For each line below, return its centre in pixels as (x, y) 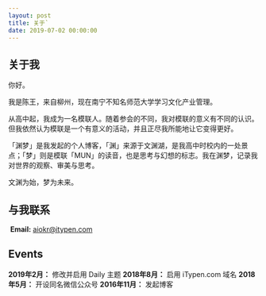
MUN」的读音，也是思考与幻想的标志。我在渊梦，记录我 (166, 156)
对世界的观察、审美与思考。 (54, 165)
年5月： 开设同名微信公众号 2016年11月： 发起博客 (91, 284)
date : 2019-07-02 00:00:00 (53, 30)
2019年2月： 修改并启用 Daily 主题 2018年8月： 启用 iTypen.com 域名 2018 (132, 274)
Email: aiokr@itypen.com (51, 229)
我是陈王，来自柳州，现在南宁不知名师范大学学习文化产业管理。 (112, 102)
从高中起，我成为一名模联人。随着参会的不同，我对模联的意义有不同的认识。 (133, 119)
